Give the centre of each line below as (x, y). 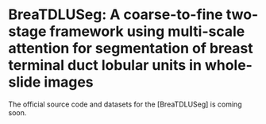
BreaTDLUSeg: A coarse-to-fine (116, 15)
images (68, 82)
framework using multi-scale (147, 31)
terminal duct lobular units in (105, 66)
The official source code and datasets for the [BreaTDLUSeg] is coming (125, 104)
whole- (228, 66)
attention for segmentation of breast (131, 48)
